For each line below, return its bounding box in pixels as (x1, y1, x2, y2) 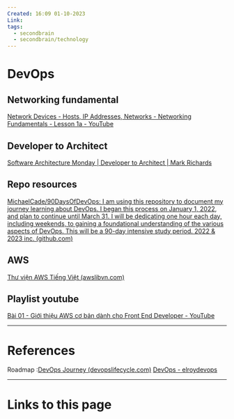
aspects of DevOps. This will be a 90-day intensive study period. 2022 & (7, 227, 216, 235)
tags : (7, 23, 23, 30)
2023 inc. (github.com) (7, 234, 73, 243)
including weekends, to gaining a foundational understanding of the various (7, 219, 224, 227)
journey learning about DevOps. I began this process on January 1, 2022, (7, 204, 217, 213)
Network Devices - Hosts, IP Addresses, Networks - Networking (7, 112, 192, 121)
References (7, 342, 75, 358)
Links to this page (7, 397, 112, 412)
